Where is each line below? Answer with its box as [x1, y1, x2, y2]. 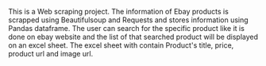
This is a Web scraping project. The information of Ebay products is [8, 7, 229, 16]
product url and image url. [8, 49, 94, 58]
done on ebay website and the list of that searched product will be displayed [8, 32, 259, 41]
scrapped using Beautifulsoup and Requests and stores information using [8, 15, 249, 25]
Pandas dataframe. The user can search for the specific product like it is [8, 24, 245, 33]
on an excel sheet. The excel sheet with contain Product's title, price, [8, 41, 234, 50]
